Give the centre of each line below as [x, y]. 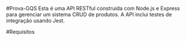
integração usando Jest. [36, 20]
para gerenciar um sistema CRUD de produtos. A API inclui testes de [89, 14]
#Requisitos [21, 32]
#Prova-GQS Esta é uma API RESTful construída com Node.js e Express [93, 8]
